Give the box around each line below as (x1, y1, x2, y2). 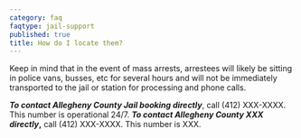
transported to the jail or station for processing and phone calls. (9, 82, 247, 93)
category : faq (9, 13, 63, 23)
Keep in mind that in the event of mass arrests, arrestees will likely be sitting (9, 63, 293, 74)
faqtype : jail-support (9, 22, 95, 31)
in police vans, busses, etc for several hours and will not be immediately (9, 73, 277, 84)
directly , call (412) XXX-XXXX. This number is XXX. (9, 119, 202, 130)
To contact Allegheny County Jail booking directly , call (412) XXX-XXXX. (9, 100, 287, 111)
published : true (9, 30, 71, 39)
